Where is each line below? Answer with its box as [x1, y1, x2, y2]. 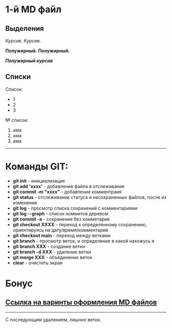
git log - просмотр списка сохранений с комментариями [12, 205, 138, 211]
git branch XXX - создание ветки [12, 243, 85, 249]
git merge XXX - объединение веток [12, 254, 93, 260]
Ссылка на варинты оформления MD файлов [5, 298, 157, 307]
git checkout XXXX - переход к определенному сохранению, [12, 221, 147, 227]
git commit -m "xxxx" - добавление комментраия [12, 189, 122, 195]
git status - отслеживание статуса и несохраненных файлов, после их [12, 194, 167, 200]
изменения [12, 199, 37, 206]
